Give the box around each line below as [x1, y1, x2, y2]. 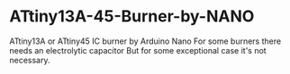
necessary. [9, 54, 51, 65]
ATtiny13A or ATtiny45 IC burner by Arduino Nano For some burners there [9, 36, 282, 46]
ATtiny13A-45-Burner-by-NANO [9, 6, 255, 27]
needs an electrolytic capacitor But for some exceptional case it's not [9, 45, 267, 55]
